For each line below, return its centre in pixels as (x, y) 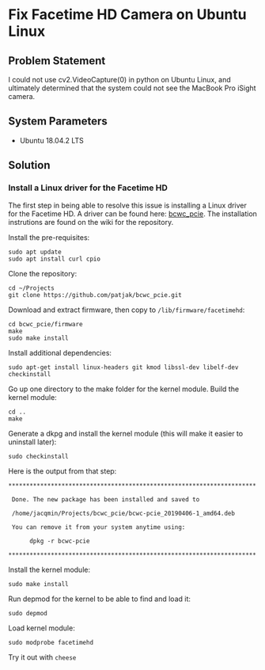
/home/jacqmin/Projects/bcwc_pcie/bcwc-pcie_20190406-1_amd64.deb (123, 513)
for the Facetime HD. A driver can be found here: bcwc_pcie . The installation (132, 213)
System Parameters (58, 122)
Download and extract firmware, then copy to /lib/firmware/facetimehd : (127, 310)
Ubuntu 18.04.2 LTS (52, 140)
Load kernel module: (42, 628)
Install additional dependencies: (60, 352)
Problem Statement (57, 61)
